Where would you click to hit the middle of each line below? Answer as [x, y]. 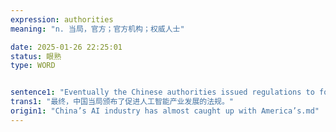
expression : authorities [62, 19]
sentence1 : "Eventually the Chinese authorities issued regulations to [162, 92]
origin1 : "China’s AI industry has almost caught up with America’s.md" [165, 111]
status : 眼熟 [36, 56]
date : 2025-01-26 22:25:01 [66, 47]
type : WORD [33, 66]
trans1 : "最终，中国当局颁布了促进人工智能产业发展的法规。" [122, 102]
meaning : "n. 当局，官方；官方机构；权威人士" [97, 29]
